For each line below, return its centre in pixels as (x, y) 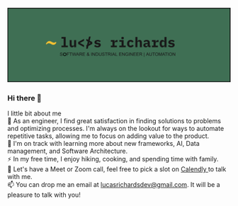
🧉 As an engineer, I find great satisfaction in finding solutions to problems (114, 121)
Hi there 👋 (25, 98)
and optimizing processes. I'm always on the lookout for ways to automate (116, 129)
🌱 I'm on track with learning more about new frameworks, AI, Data (103, 144)
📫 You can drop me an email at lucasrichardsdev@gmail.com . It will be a (114, 185)
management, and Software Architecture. (68, 151)
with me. (20, 177)
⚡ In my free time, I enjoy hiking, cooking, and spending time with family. (113, 159)
